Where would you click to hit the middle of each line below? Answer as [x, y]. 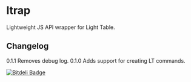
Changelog [28, 46]
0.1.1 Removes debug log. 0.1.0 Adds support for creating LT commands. [96, 60]
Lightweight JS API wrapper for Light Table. [61, 27]
